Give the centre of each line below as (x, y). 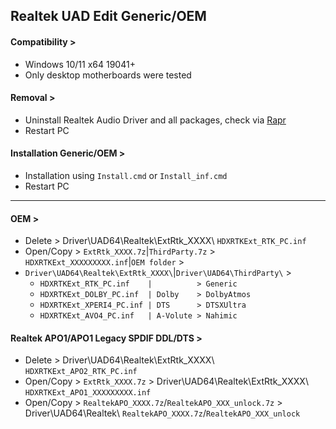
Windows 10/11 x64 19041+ (80, 64)
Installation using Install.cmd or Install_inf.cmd (126, 175)
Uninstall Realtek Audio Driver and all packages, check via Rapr (155, 120)
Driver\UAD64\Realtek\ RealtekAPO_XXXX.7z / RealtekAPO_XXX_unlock (162, 413)
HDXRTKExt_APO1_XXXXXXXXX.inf (88, 393)
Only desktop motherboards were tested (108, 75)
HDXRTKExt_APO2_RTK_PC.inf (81, 372)
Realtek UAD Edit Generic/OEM (108, 16)
